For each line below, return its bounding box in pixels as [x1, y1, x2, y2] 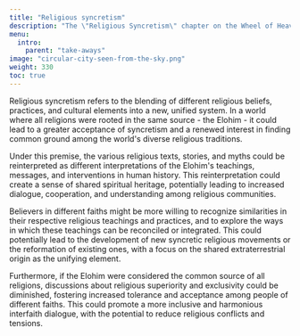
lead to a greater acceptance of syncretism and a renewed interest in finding [9, 124, 291, 135]
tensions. [9, 317, 43, 328]
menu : [9, 29, 29, 38]
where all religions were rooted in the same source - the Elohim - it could [9, 114, 277, 125]
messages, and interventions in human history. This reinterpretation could [9, 169, 281, 180]
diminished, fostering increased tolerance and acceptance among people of [9, 289, 288, 299]
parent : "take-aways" [25, 46, 105, 55]
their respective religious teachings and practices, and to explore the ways [9, 215, 284, 225]
